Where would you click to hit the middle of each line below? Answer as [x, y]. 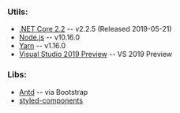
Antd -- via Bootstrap [53, 92]
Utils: [18, 12]
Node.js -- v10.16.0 [49, 37]
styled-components [51, 100]
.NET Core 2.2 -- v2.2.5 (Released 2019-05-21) [95, 29]
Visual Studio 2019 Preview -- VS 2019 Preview [96, 55]
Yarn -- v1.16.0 [42, 46]
